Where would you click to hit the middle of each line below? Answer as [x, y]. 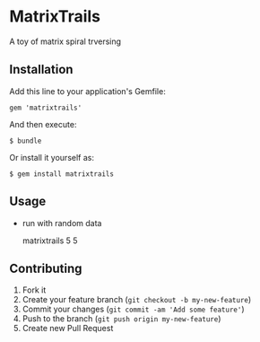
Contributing [46, 268]
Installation [41, 70]
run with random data [62, 223]
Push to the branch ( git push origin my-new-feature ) [121, 319]
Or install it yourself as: [52, 157]
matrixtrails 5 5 [50, 241]
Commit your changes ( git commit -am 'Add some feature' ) [133, 309]
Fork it [34, 290]
